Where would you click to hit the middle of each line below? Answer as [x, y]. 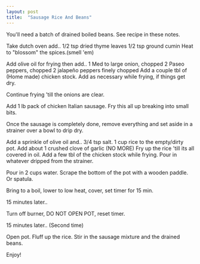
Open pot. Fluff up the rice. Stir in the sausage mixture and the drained [93, 237]
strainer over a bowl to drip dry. [45, 130]
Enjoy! [14, 254]
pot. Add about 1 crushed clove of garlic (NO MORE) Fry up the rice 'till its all [100, 148]
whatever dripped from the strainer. [50, 161]
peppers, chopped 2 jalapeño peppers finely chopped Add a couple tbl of [97, 70]
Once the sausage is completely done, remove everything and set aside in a [99, 124]
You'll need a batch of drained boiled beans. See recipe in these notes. [93, 34]
